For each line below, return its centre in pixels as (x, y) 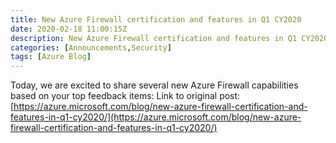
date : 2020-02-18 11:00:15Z (69, 29)
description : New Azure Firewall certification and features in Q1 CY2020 (169, 38)
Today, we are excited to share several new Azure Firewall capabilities (154, 85)
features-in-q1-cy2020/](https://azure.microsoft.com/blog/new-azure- (156, 117)
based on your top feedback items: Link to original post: (125, 96)
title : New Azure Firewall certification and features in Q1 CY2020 (156, 19)
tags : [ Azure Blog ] (51, 57)
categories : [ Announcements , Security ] (91, 47)
